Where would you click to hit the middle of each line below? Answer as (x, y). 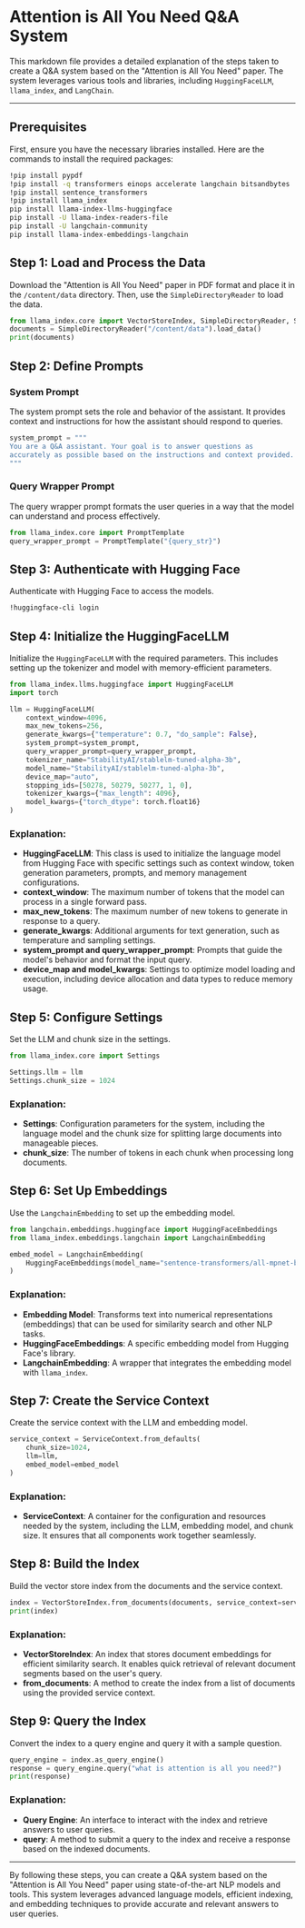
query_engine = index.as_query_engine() (87, 1760)
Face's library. (49, 1353)
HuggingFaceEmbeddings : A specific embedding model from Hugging (155, 1343)
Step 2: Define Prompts (76, 366)
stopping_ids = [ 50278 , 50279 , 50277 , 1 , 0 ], (109, 785)
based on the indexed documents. (86, 1848)
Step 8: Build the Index (74, 1564)
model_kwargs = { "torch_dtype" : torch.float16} (113, 802)
